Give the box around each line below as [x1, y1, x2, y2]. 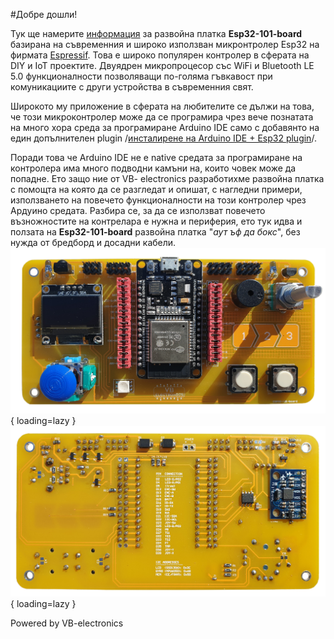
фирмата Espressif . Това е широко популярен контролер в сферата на [10, 49, 310, 61]
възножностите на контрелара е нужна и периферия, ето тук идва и [10, 215, 303, 227]
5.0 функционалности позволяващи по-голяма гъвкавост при [10, 70, 273, 82]
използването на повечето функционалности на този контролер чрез [10, 194, 307, 206]
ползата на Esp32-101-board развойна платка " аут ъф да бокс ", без [10, 226, 301, 238]
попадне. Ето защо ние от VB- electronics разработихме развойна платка [10, 173, 325, 184]
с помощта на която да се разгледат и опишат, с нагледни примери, [10, 184, 303, 195]
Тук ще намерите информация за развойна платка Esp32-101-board [10, 28, 303, 39]
